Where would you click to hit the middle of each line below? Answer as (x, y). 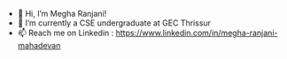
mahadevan (39, 45)
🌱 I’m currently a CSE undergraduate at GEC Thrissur (114, 23)
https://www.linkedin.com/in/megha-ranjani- (197, 33)
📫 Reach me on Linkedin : (66, 33)
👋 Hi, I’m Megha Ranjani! (62, 14)
